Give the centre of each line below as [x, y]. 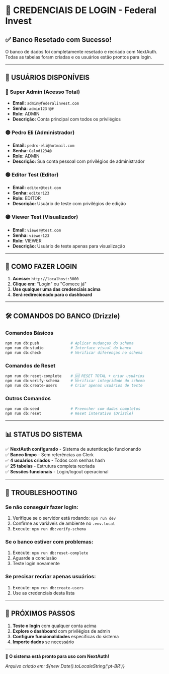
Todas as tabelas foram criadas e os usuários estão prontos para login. [79, 57]
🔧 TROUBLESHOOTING [41, 493]
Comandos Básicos [29, 333]
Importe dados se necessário [43, 642]
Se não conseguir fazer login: [42, 507]
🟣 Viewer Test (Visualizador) [42, 217]
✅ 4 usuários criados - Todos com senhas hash [55, 460]
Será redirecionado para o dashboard [52, 295]
